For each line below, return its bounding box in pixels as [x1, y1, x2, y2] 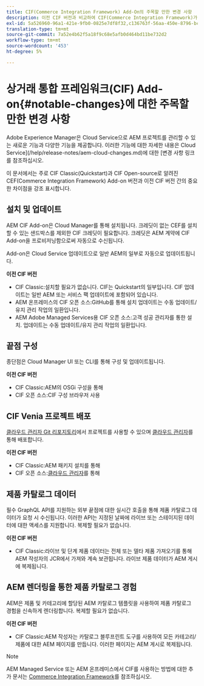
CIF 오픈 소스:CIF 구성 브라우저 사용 [15, 391, 100, 399]
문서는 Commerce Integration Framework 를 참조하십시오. [12, 673, 152, 680]
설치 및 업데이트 [6, 205, 62, 215]
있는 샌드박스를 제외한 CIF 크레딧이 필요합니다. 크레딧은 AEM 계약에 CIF [19, 229, 190, 236]
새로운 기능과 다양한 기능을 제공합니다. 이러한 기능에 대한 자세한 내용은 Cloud [12, 141, 196, 149]
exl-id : [6, 20, 26, 26]
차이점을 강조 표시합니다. [12, 184, 72, 192]
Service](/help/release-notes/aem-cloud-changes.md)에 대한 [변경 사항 [6, 149, 184, 156]
